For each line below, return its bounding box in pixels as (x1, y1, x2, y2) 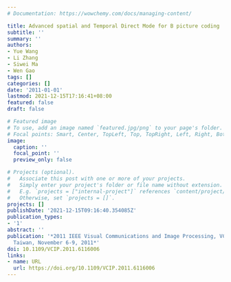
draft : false (7, 106, 45, 113)
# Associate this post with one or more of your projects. (7, 175, 186, 182)
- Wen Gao (7, 67, 36, 74)
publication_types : (7, 214, 63, 221)
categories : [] (7, 80, 51, 87)
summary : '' (7, 35, 41, 42)
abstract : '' (7, 226, 45, 233)
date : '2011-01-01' (7, 87, 63, 94)
